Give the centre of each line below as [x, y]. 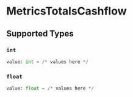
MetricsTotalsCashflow [66, 11]
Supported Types [40, 34]
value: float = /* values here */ [50, 89]
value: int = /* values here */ [47, 62]
